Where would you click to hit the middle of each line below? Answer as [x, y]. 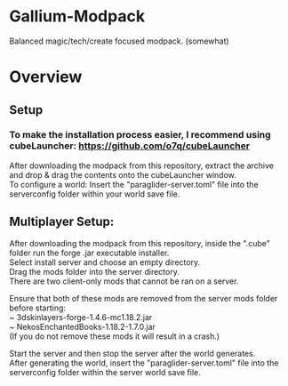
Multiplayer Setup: [62, 222]
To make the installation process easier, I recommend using [140, 135]
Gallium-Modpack [77, 16]
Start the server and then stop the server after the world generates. [132, 353]
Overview [46, 77]
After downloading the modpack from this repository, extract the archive [141, 165]
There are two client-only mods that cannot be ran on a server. [124, 281]
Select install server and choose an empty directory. [105, 262]
